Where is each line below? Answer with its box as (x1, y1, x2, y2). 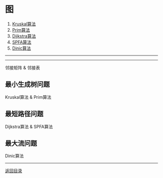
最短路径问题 (5, 110, 44, 118)
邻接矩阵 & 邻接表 (5, 65, 40, 71)
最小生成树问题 (5, 80, 50, 89)
